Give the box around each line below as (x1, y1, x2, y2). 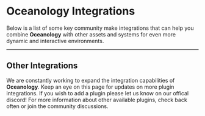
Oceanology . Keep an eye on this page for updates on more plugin (6, 83, 174, 90)
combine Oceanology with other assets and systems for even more (6, 30, 176, 38)
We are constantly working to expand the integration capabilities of (6, 77, 175, 84)
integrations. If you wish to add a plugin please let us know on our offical (6, 89, 189, 97)
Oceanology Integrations (6, 4, 135, 18)
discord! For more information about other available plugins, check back (6, 96, 187, 103)
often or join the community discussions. (6, 102, 109, 110)
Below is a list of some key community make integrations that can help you (6, 24, 194, 32)
